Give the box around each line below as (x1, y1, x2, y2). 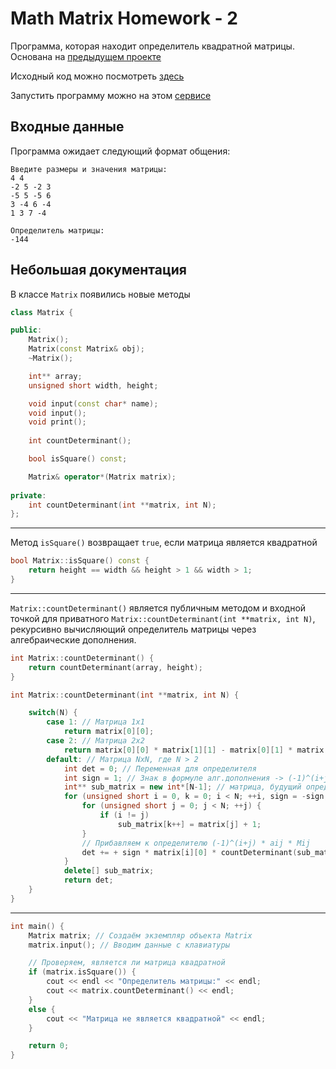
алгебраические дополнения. (10, 633, 137, 646)
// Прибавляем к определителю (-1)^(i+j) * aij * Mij (81, 838, 311, 848)
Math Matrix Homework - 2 (10, 7, 238, 30)
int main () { (10, 921, 65, 931)
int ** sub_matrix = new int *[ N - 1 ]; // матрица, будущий (63, 782, 302, 792)
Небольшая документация (10, 262, 187, 279)
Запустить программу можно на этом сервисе (10, 89, 212, 101)
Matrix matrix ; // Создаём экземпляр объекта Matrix (28, 930, 253, 941)
